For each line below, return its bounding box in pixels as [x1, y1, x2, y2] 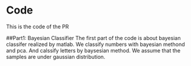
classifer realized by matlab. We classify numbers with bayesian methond [6, 41, 185, 48]
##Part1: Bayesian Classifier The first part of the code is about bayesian [6, 34, 181, 41]
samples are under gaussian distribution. [6, 53, 105, 60]
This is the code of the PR [6, 23, 69, 30]
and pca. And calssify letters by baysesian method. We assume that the [6, 47, 181, 54]
